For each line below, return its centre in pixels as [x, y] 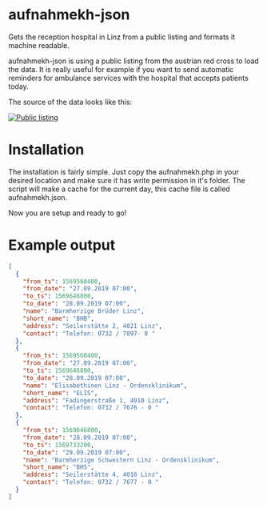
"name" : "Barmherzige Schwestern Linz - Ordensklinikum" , [121, 460]
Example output [62, 245]
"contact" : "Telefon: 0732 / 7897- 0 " [89, 334]
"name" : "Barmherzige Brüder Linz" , [84, 311]
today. [19, 86]
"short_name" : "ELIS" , [60, 393]
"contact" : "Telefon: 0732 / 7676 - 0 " [91, 408]
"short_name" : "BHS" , [58, 467]
